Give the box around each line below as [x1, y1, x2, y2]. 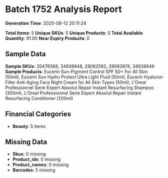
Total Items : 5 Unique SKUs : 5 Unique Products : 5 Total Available [5, 30, 143, 36]
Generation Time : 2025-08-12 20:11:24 [5, 20, 87, 26]
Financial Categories [5, 110, 71, 119]
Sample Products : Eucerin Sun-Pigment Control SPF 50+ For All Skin [5, 68, 148, 74]
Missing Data [5, 137, 48, 146]
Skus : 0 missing [12, 151, 46, 157]
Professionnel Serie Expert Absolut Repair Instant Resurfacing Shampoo [5, 84, 154, 91]
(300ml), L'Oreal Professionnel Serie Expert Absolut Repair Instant [5, 90, 142, 96]
